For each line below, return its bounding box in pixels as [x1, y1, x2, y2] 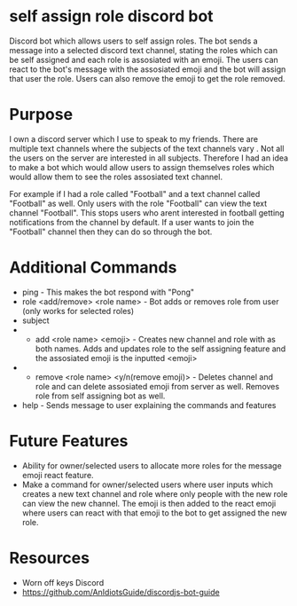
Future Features [9, 431, 129, 451]
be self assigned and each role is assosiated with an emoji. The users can [9, 54, 279, 65]
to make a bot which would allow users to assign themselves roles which [9, 161, 275, 172]
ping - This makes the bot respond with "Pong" [21, 287, 195, 297]
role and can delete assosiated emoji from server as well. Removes [35, 381, 280, 391]
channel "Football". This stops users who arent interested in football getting [9, 207, 285, 218]
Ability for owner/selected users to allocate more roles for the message [21, 460, 282, 471]
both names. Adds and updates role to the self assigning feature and [35, 343, 286, 354]
